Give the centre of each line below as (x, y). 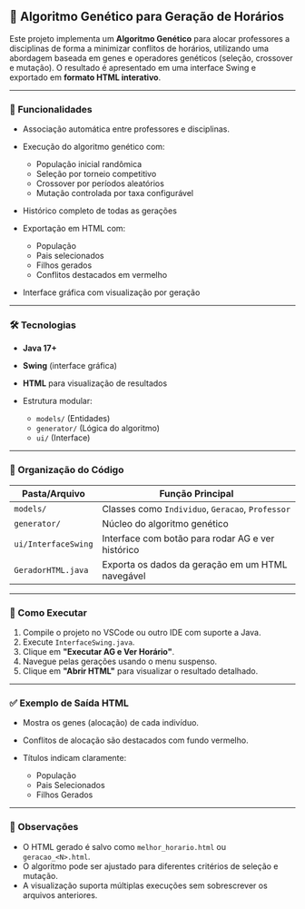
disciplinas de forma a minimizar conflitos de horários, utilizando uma (139, 48)
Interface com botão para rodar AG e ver (188, 538)
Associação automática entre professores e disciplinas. (126, 129)
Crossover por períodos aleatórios (100, 183)
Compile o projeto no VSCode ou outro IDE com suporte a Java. (142, 632)
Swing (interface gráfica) (70, 366)
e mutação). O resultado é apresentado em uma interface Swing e (133, 67)
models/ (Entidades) (73, 419)
